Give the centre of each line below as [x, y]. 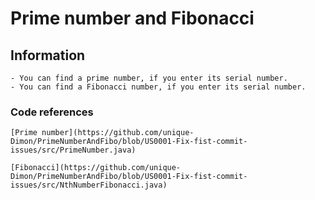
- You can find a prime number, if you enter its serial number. [149, 78]
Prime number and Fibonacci [132, 18]
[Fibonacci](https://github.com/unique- [96, 168]
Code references [52, 112]
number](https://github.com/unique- [118, 133]
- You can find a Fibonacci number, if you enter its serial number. [158, 87]
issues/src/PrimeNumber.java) [73, 150]
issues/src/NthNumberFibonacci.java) [89, 185]
